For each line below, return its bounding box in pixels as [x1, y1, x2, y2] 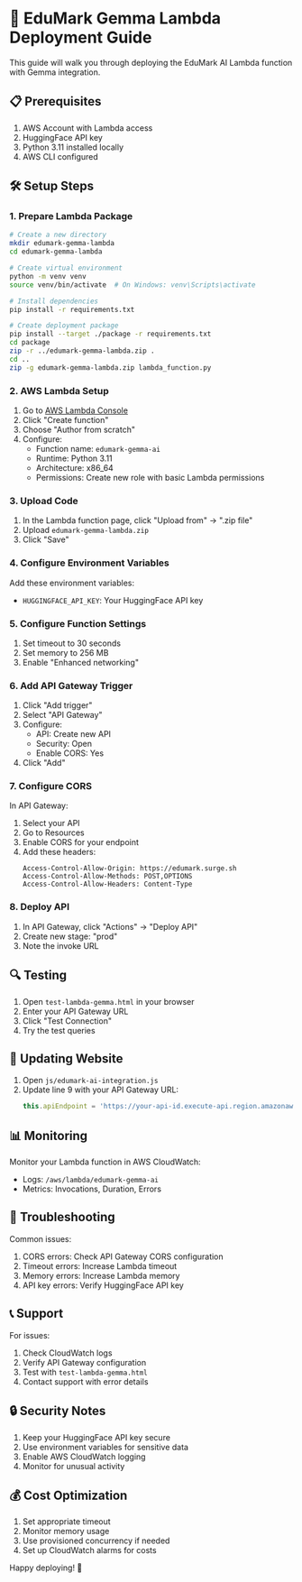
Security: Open [35, 739, 93, 750]
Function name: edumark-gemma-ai [35, 443, 160, 454]
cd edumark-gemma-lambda [9, 247, 103, 256]
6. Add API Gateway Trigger [9, 679, 133, 692]
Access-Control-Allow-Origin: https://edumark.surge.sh [22, 864, 237, 873]
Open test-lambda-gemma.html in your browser [22, 996, 195, 1007]
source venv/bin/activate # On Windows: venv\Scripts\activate [9, 280, 256, 290]
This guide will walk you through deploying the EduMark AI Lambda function [9, 57, 293, 68]
